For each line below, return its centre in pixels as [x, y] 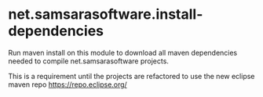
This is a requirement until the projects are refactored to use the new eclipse [131, 76]
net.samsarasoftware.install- [106, 14]
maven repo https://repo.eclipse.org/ [68, 84]
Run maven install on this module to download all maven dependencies [123, 52]
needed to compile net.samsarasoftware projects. [88, 61]
